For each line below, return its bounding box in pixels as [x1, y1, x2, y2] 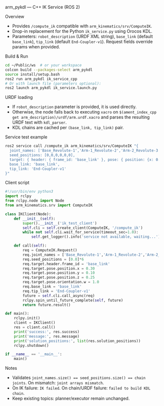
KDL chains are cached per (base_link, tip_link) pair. [12, 125, 124, 131]
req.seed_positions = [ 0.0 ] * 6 [22, 257, 84, 262]
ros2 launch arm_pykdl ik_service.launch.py [5, 86, 97, 90]
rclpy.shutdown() [14, 343, 49, 348]
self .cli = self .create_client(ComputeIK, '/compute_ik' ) [22, 225, 143, 230]
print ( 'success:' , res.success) [14, 329, 80, 334]
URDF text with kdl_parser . [12, 119, 67, 125]
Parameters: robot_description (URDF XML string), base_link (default [12, 34, 153, 39]
